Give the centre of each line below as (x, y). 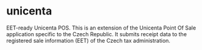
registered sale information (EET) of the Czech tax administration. (88, 40)
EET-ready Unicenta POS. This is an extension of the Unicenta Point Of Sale (101, 28)
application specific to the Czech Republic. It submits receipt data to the (97, 34)
